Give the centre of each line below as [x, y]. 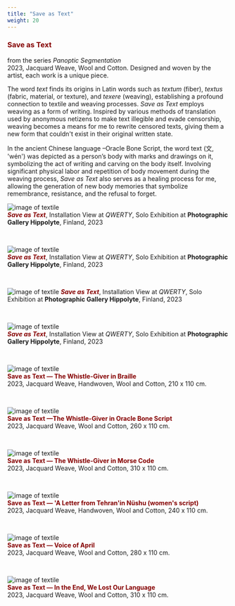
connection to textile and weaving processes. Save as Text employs [106, 103]
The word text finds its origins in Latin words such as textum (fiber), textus [115, 89]
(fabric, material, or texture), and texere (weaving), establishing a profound [115, 96]
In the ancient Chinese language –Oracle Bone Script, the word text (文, [111, 148]
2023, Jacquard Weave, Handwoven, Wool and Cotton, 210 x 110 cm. [107, 384]
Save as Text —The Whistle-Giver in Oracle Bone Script [90, 418]
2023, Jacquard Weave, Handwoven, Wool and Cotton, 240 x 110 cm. [108, 510]
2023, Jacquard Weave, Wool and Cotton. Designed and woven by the [109, 68]
